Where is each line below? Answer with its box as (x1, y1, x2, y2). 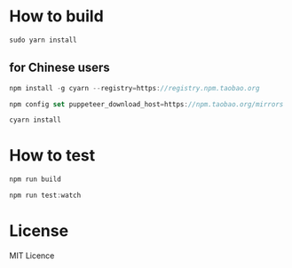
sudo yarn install (9, 35, 77, 44)
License (9, 221, 69, 241)
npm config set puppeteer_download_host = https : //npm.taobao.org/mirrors (9, 99, 284, 108)
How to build (9, 6, 104, 27)
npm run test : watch (9, 191, 82, 201)
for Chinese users (9, 60, 111, 75)
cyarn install (9, 115, 62, 125)
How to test (9, 146, 96, 166)
